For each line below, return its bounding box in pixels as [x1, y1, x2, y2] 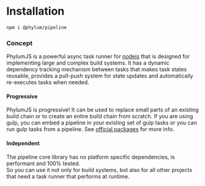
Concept [6, 38, 32, 47]
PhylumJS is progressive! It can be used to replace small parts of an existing [6, 106, 199, 113]
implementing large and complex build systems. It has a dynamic [6, 59, 170, 66]
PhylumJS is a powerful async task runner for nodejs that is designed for [6, 53, 190, 60]
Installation [6, 4, 65, 18]
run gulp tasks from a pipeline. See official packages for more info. [6, 126, 174, 133]
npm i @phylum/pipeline [6, 24, 67, 30]
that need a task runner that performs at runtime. [6, 173, 130, 180]
